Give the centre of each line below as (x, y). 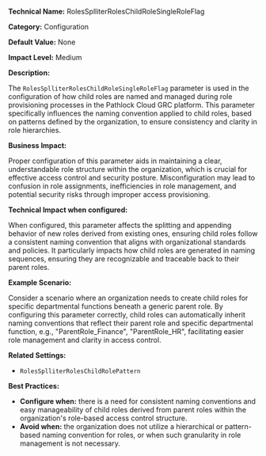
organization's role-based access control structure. (103, 418)
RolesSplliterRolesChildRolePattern (80, 371)
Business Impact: (38, 145)
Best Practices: (34, 386)
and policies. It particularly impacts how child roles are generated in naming (132, 250)
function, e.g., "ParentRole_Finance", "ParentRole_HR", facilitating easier (126, 331)
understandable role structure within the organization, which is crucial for (128, 169)
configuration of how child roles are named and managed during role (120, 97)
